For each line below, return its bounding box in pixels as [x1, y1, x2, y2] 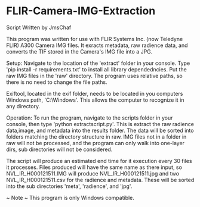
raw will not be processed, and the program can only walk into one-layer [6, 139, 185, 146]
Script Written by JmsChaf [6, 24, 72, 31]
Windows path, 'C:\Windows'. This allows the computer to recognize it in [6, 96, 184, 103]
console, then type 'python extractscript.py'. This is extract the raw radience [6, 120, 195, 127]
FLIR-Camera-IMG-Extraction [6, 4, 156, 18]
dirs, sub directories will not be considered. [6, 146, 113, 153]
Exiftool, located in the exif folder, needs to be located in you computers [6, 90, 183, 97]
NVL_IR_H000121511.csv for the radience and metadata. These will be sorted [6, 176, 195, 183]
